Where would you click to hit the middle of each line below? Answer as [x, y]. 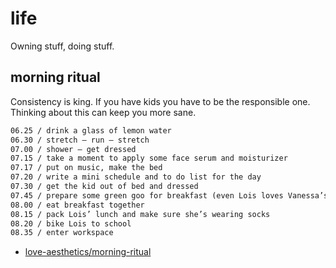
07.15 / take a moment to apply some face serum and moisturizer [149, 158]
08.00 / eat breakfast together [77, 205]
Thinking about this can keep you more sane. [103, 112]
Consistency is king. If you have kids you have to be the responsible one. [160, 101]
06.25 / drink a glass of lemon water [91, 130]
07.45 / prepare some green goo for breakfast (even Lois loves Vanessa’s [169, 195]
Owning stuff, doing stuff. [62, 46]
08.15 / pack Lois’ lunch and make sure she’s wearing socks [140, 214]
